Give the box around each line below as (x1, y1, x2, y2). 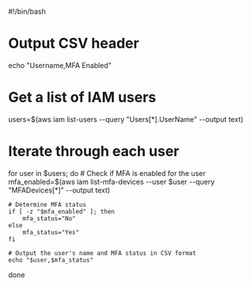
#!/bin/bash (8, 7, 46, 16)
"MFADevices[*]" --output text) (8, 185, 111, 195)
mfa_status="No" (22, 214, 77, 223)
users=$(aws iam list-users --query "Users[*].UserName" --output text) (8, 114, 244, 124)
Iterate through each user (8, 143, 180, 161)
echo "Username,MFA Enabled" (8, 60, 112, 70)
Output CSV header (8, 35, 140, 52)
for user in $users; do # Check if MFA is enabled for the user (8, 168, 206, 177)
